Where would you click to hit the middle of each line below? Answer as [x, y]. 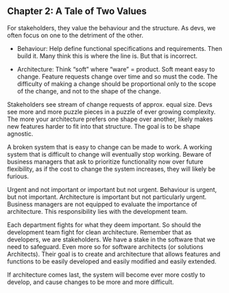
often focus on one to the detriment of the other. [75, 35]
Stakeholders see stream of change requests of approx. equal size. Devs [110, 104]
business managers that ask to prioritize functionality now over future [105, 162]
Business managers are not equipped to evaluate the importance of [102, 204]
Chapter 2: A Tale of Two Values [77, 11]
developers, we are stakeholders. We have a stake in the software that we [111, 239]
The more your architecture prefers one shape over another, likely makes [110, 119]
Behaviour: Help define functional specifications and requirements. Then [120, 48]
